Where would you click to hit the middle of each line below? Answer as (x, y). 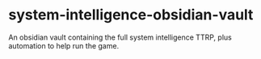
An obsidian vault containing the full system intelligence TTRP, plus (120, 37)
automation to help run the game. (64, 45)
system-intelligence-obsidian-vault (131, 15)
